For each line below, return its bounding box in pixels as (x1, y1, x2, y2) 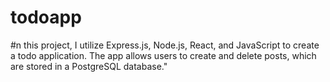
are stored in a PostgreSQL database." (10, 60, 168, 72)
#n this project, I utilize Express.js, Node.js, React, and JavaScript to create (10, 39, 320, 51)
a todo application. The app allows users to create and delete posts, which (10, 49, 317, 61)
